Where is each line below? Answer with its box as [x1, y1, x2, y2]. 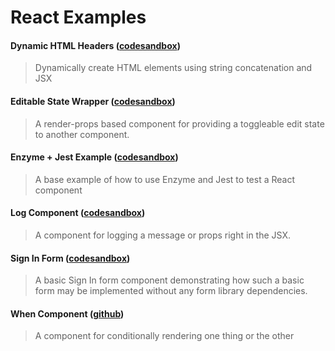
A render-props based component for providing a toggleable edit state [34, 117, 325, 130]
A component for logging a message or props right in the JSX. [34, 229, 291, 241]
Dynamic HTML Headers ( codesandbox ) [10, 39, 181, 51]
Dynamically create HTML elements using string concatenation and [34, 62, 313, 74]
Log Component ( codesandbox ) [10, 207, 146, 219]
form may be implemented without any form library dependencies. [34, 285, 308, 297]
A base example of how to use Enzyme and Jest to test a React [34, 173, 295, 185]
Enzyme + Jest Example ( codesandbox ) [10, 151, 179, 163]
